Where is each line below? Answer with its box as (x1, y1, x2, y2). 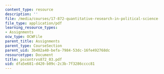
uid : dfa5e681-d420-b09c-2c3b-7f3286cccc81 (5, 61, 95, 66)
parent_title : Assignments (5, 39, 60, 44)
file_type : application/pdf (5, 20, 62, 26)
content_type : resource (5, 7, 54, 12)
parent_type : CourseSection (5, 43, 62, 48)
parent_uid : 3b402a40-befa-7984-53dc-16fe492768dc (5, 48, 110, 53)
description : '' (5, 12, 38, 17)
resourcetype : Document (5, 52, 54, 57)
